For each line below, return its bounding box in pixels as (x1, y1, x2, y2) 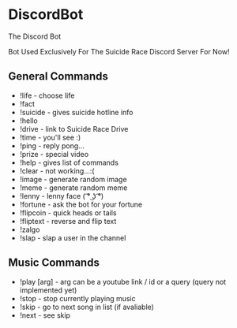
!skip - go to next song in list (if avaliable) (19, 302, 154, 311)
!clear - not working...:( (19, 166, 95, 175)
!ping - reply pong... (19, 140, 85, 151)
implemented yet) (19, 285, 77, 295)
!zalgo (19, 225, 40, 234)
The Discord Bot (8, 32, 62, 41)
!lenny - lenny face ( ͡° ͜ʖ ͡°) (19, 191, 104, 200)
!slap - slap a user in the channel (19, 233, 126, 242)
